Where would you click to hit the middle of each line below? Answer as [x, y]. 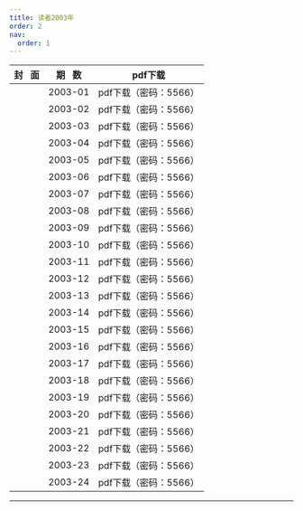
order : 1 [34, 43]
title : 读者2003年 [42, 18]
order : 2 [26, 26]
